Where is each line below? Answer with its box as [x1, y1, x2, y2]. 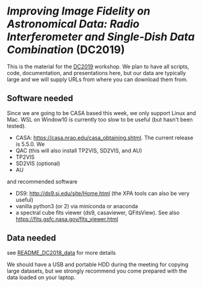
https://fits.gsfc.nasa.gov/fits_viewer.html [15, 215, 119, 222]
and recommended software [7, 177, 78, 185]
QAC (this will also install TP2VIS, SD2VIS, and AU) [15, 147, 143, 154]
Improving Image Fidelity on [7, 4, 151, 18]
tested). [7, 122, 27, 130]
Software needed [7, 93, 73, 104]
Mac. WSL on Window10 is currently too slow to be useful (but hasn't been [7, 116, 193, 123]
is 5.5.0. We [15, 140, 45, 148]
